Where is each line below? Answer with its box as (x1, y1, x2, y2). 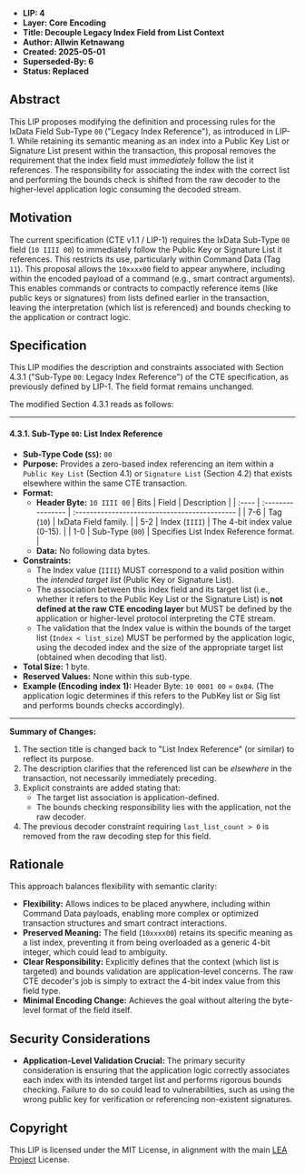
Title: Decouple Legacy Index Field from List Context (22, 27, 225, 37)
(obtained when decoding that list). (35, 651, 168, 662)
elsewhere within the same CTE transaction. (22, 477, 188, 488)
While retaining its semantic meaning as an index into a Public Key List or (16, 135, 290, 146)
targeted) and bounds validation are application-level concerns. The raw (22, 966, 293, 977)
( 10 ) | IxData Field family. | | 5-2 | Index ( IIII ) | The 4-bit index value (35, 516, 292, 527)
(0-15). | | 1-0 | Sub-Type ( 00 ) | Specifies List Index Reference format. (35, 526, 295, 537)
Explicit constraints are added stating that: (22, 782, 181, 793)
